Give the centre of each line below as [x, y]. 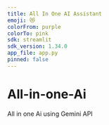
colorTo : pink [28, 33]
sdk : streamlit [30, 40]
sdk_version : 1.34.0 [38, 46]
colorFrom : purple [34, 27]
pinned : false [28, 60]
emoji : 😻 [21, 20]
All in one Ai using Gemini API [50, 114]
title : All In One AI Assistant [54, 14]
